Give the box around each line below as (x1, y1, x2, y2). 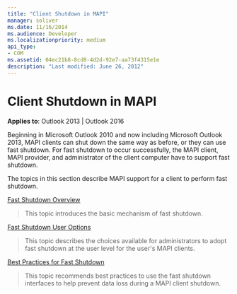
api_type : (7, 43, 37, 50)
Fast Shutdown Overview (7, 195, 81, 204)
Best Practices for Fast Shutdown (7, 257, 105, 266)
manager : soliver (7, 17, 59, 24)
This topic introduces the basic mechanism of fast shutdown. (24, 209, 203, 218)
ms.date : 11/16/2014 (7, 23, 69, 30)
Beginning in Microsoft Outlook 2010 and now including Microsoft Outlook (7, 130, 223, 139)
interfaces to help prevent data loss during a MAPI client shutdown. (24, 278, 221, 287)
